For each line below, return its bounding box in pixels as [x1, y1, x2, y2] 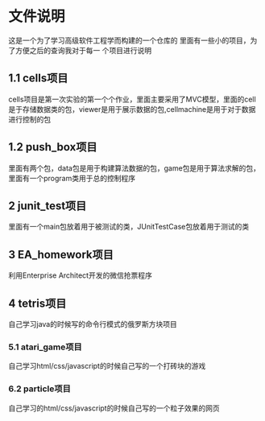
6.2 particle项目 [8, 383, 71, 394]
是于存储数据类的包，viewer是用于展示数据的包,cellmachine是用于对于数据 [8, 104, 256, 114]
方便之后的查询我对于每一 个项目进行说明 [14, 45, 151, 55]
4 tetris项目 [8, 296, 67, 310]
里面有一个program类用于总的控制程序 [8, 173, 135, 183]
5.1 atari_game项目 [8, 341, 82, 353]
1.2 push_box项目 [8, 140, 97, 154]
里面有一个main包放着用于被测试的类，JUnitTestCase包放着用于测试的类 [8, 222, 250, 232]
